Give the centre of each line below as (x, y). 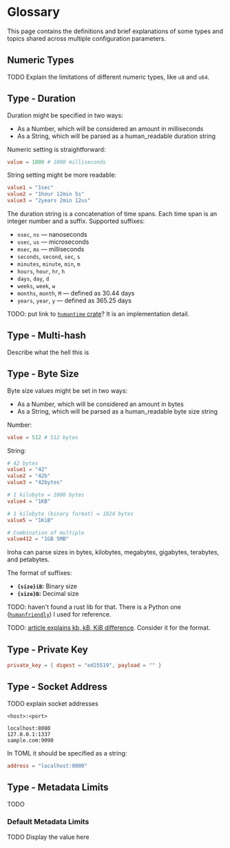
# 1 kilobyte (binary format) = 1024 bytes (71, 514)
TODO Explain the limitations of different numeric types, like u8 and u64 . (108, 77)
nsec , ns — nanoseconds (52, 235)
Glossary (34, 12)
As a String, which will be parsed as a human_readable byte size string (117, 411)
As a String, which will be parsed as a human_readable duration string (116, 136)
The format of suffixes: (40, 573)
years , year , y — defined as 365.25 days (74, 300)
